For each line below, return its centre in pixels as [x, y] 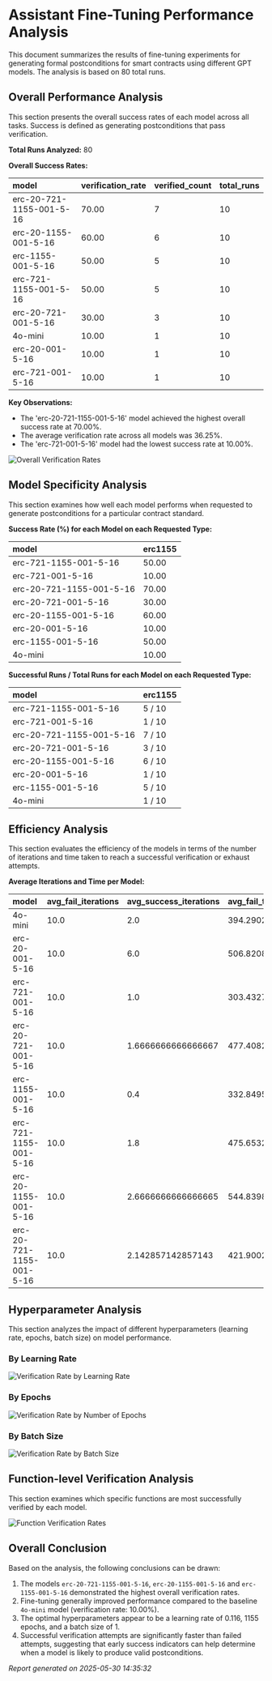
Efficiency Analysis [58, 829]
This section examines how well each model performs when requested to [131, 505]
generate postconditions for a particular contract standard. [106, 513]
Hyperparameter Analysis [75, 1310]
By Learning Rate [42, 1359]
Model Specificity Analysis [78, 485]
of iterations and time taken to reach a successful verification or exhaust [129, 857]
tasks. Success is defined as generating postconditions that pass [117, 125]
